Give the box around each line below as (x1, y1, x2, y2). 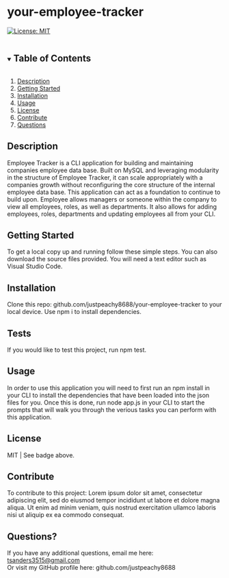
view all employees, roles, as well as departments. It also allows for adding (7, 202, 217, 210)
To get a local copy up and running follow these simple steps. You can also (7, 248, 217, 256)
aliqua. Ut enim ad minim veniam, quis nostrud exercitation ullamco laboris (7, 503, 217, 511)
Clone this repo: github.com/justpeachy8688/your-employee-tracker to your (7, 300, 222, 309)
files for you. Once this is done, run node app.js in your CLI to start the (7, 398, 205, 407)
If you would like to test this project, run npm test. (7, 346, 147, 354)
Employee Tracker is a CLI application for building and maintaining (7, 158, 193, 167)
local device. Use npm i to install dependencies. (7, 308, 142, 316)
